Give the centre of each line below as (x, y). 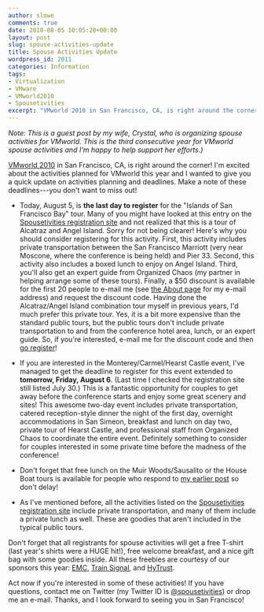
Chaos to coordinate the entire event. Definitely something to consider (133, 438)
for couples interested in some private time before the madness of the (133, 447)
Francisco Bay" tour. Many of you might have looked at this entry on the (136, 214)
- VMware (22, 89)
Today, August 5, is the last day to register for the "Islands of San (126, 205)
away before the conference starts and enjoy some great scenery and (132, 396)
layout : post (29, 37)
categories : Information (49, 67)
